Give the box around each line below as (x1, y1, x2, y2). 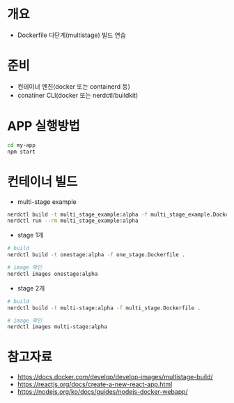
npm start (7, 148, 36, 155)
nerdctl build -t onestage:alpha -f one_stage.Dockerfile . (7, 251, 186, 258)
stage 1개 (17, 231, 44, 240)
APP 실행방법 (7, 118, 80, 134)
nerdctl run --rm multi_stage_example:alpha (7, 217, 139, 224)
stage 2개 (17, 284, 45, 292)
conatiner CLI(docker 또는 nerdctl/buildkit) (17, 91, 139, 99)
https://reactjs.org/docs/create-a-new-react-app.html (17, 380, 173, 388)
